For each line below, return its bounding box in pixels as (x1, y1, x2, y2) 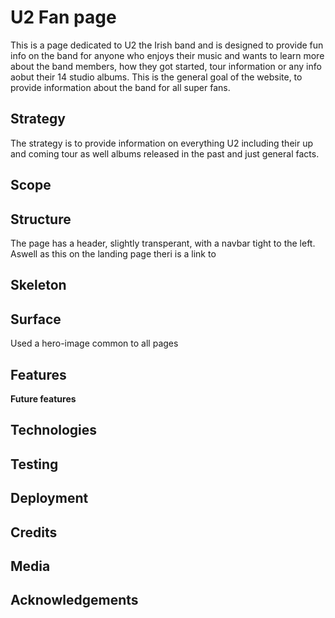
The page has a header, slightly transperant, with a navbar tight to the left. (10, 237, 316, 249)
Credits (10, 524, 58, 541)
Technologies (10, 422, 98, 439)
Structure (10, 211, 72, 228)
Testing (10, 456, 59, 473)
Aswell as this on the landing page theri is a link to (10, 247, 217, 260)
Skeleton (10, 277, 67, 294)
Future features (10, 392, 77, 405)
